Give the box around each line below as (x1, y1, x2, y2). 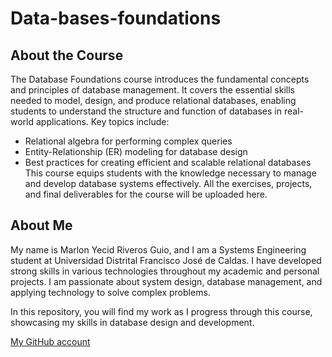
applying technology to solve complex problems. (10, 286, 211, 298)
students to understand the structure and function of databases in (10, 105, 283, 117)
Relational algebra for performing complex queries (24, 135, 233, 147)
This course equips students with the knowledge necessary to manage (24, 167, 317, 179)
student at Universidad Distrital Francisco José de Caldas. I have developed (10, 254, 322, 266)
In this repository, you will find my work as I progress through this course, (10, 305, 313, 317)
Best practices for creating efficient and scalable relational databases (24, 157, 312, 168)
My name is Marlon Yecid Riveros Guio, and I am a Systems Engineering (10, 243, 307, 256)
